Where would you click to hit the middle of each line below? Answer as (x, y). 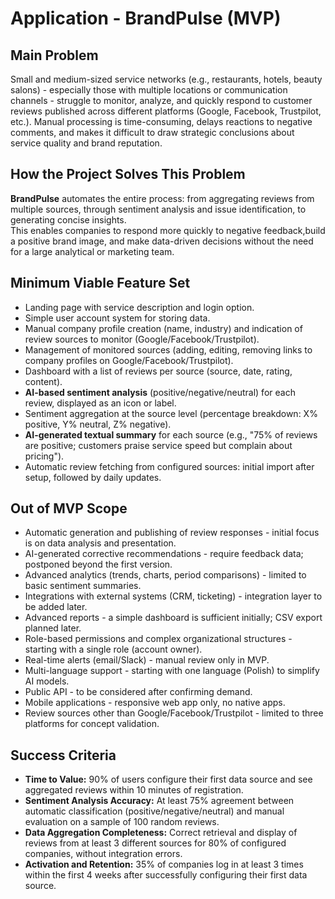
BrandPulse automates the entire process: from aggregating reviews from (162, 198)
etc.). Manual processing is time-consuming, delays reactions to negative (161, 121)
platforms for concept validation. (92, 724)
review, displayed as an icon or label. (100, 403)
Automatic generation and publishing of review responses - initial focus (172, 533)
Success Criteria (63, 755)
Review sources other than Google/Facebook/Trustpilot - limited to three (174, 713)
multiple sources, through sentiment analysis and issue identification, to (158, 209)
